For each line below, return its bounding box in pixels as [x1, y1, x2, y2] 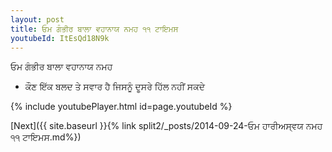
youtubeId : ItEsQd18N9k [10, 33, 110, 43]
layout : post [10, 14, 65, 25]
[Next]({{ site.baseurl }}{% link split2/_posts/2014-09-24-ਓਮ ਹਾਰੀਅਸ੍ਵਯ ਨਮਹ [10, 120, 323, 132]
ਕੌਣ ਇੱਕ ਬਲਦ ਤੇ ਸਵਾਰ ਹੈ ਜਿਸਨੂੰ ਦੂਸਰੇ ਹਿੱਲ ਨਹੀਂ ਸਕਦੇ [24, 81, 205, 93]
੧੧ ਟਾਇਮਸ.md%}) [10, 131, 82, 143]
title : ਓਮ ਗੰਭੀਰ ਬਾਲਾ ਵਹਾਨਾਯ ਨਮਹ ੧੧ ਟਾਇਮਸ [10, 24, 179, 34]
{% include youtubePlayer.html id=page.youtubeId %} [10, 101, 233, 113]
